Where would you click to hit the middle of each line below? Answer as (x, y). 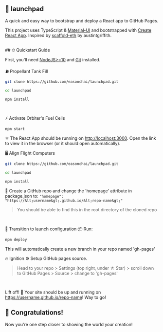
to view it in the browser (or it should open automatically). (63, 144)
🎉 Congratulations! (34, 313)
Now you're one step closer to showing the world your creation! (69, 324)
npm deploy (16, 240)
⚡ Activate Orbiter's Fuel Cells (35, 118)
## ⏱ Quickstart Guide (27, 50)
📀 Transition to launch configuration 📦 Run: (49, 229)
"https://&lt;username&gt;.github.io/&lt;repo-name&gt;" (64, 201)
